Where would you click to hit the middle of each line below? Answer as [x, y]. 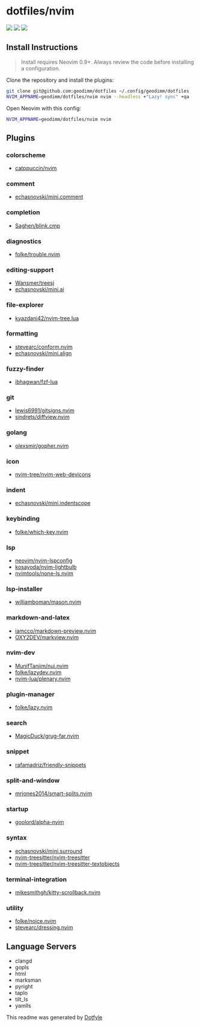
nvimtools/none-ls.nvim [44, 573]
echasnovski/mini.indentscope [53, 503]
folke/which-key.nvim [41, 532]
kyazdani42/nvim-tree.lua [47, 318]
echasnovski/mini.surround [49, 851]
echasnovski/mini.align [43, 353]
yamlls [23, 1006]
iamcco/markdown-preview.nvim [56, 631]
